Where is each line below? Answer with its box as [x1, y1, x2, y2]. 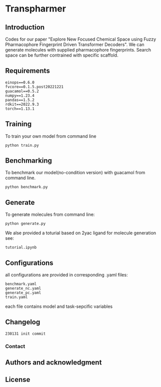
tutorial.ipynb [5, 245, 37, 250]
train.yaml [5, 295, 28, 300]
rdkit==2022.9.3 [5, 102, 39, 107]
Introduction [5, 23, 45, 32]
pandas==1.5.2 [5, 97, 35, 103]
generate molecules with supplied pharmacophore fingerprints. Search [5, 47, 151, 53]
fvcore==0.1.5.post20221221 [5, 84, 64, 89]
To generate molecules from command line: [5, 211, 95, 218]
